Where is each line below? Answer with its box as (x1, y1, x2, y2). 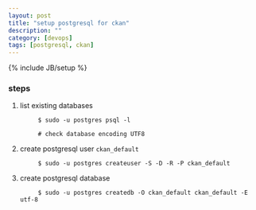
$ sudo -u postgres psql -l (37, 116, 131, 124)
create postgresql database (19, 173, 111, 183)
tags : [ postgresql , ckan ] (8, 41, 94, 49)
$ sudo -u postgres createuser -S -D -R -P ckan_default (37, 160, 231, 168)
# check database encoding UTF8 (37, 130, 145, 138)
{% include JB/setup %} (8, 63, 87, 72)
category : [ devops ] (8, 33, 73, 42)
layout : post (8, 11, 52, 20)
